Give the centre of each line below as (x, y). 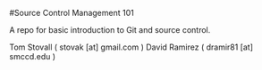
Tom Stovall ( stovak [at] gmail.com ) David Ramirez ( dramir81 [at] (131, 47)
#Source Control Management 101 (72, 13)
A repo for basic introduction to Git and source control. (110, 30)
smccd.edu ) (33, 56)
